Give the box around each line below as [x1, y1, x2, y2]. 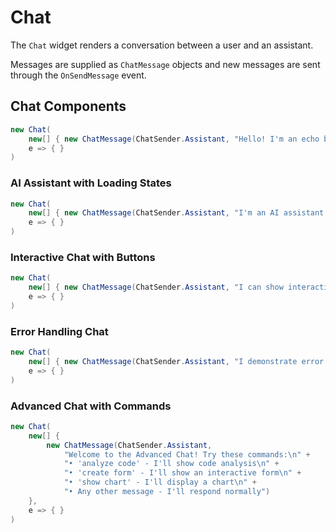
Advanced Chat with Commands [10, 399, 172, 413]
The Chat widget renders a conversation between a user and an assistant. [10, 39, 314, 51]
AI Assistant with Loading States [10, 176, 172, 190]
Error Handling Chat [10, 324, 109, 338]
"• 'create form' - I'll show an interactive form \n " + [63, 468, 302, 478]
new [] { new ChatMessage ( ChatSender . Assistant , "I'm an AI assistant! [28, 208, 329, 218]
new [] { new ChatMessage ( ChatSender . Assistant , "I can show [28, 282, 284, 293]
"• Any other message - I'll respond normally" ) [63, 487, 271, 497]
